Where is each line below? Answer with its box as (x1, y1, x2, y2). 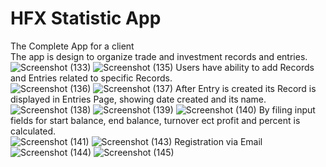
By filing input (258, 103, 316, 116)
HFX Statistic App (10, 7, 162, 30)
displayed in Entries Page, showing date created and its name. (10, 93, 267, 105)
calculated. (10, 125, 57, 137)
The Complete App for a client (10, 40, 135, 52)
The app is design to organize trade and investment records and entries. (10, 50, 308, 62)
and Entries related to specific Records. (10, 72, 173, 84)
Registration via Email (174, 135, 263, 147)
